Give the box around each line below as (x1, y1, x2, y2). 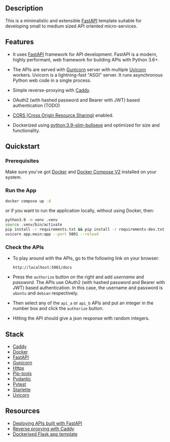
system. (5, 174, 22, 180)
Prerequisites (5, 157, 39, 164)
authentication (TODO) (12, 102, 60, 108)
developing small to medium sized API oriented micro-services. (5, 23, 138, 29)
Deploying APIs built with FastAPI (12, 420, 82, 426)
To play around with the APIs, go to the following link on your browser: (12, 255, 160, 261)
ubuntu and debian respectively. (12, 290, 79, 296)
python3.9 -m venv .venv (5, 217, 58, 223)
